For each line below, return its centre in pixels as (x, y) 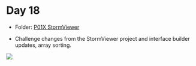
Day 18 (23, 10)
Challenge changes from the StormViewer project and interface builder (102, 38)
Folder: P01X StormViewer (47, 27)
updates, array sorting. (43, 45)
